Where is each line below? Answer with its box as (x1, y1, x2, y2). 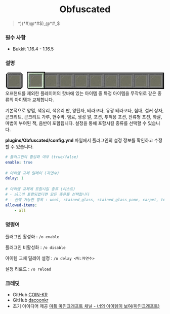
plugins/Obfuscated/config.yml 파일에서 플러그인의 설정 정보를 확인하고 (5, 137, 153, 143)
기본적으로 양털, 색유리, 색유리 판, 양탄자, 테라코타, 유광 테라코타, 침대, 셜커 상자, (5, 107, 164, 113)
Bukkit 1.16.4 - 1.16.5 (12, 46, 54, 52)
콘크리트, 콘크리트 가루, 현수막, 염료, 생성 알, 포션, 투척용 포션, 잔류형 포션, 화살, (5, 113, 162, 120)
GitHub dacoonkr (12, 297, 49, 303)
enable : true (5, 160, 33, 165)
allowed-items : (5, 202, 37, 208)
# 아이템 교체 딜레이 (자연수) (5, 170, 60, 176)
